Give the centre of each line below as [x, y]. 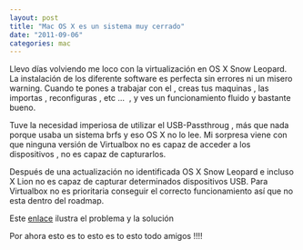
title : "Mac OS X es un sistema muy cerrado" [97, 26]
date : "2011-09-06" [46, 35]
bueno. [23, 108]
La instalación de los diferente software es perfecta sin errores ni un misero [151, 79]
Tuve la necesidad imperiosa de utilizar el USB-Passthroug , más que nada [149, 125]
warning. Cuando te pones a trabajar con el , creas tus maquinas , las [139, 88]
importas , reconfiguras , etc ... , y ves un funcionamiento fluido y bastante [150, 98]
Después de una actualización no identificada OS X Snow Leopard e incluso [151, 172]
